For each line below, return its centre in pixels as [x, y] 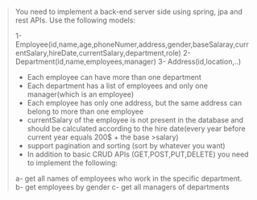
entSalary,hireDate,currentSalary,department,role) [98, 53]
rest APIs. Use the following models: [75, 20]
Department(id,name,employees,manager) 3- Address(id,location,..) [128, 61]
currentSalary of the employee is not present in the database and [135, 120]
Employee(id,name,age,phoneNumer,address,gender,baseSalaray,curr [132, 44]
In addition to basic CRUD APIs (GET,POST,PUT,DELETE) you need [138, 154]
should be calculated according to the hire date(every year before [137, 129]
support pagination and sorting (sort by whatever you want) [126, 146]
